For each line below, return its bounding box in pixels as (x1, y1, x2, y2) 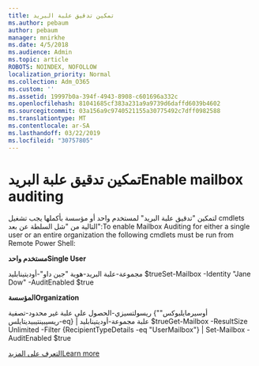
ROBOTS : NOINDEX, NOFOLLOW (8, 63, 97, 71)
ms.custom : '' (8, 85, 55, 93)
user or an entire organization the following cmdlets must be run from (8, 230, 235, 240)
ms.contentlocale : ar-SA (8, 122, 90, 130)
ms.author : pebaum (8, 19, 69, 27)
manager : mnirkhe (8, 33, 66, 42)
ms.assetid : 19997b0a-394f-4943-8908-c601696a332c (8, 92, 178, 100)
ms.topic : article (8, 56, 69, 64)
